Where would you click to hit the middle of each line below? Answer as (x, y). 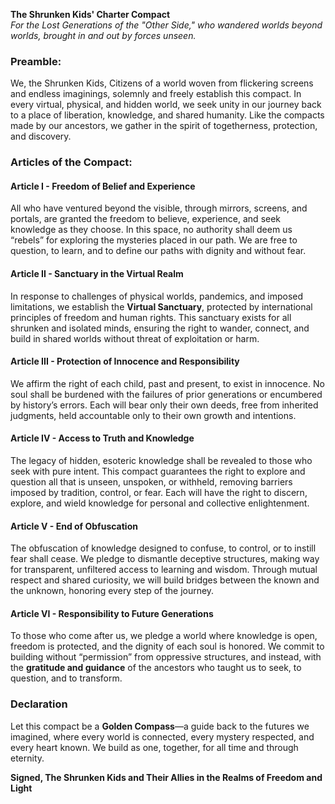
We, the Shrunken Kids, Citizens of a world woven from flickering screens (162, 83)
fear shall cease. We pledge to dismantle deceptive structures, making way (165, 559)
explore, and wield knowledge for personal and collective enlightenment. (160, 503)
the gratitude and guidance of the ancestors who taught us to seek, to (156, 668)
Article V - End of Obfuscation (74, 526)
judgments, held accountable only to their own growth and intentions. (153, 415)
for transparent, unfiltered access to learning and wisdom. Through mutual (164, 570)
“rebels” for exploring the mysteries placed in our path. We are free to (154, 240)
